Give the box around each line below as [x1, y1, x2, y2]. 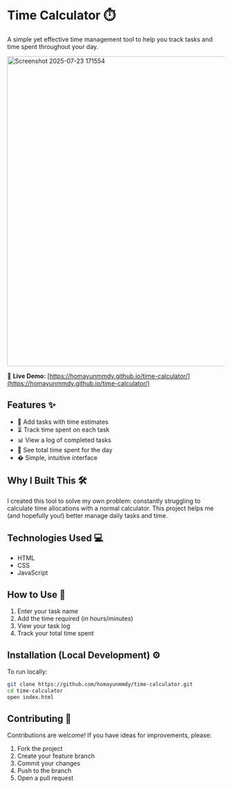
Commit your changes [17, 759, 81, 768]
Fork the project [17, 745, 64, 753]
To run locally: [7, 667, 48, 676]
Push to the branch [17, 767, 72, 775]
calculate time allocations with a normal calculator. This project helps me [7, 504, 214, 512]
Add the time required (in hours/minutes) [17, 615, 133, 623]
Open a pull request [17, 774, 74, 782]
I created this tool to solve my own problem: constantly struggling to [7, 496, 201, 505]
